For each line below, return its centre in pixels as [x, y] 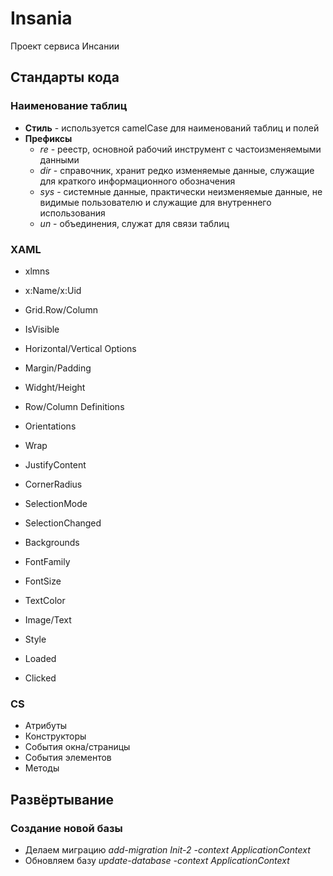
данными [59, 159]
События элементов [68, 758]
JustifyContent [55, 464]
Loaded [40, 658]
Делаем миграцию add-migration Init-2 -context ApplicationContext [167, 849]
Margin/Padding [58, 368]
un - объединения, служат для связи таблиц [134, 223]
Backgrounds [52, 542]
